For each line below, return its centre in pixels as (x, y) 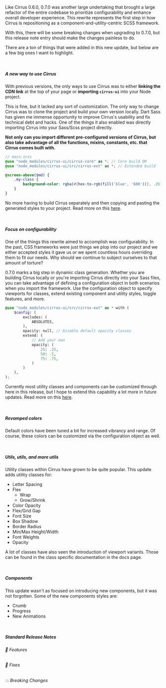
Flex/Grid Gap (26, 510)
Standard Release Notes (31, 637)
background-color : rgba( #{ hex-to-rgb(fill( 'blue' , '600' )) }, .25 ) (93, 184)
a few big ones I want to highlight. (40, 53)
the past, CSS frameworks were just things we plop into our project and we (82, 247)
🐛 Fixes (13, 665)
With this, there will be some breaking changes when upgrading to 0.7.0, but (83, 33)
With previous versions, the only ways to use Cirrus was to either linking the (83, 86)
